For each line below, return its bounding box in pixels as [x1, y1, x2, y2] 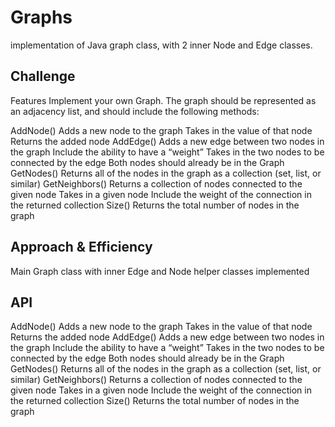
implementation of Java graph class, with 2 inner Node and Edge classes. [10, 39, 313, 51]
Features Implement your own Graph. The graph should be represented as [10, 94, 317, 106]
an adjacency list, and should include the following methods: [10, 105, 260, 117]
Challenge [10, 68, 76, 85]
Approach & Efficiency [10, 239, 153, 256]
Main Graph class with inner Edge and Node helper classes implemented [10, 265, 310, 277]
